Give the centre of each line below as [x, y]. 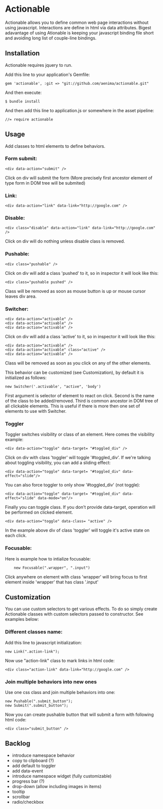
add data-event [27, 770]
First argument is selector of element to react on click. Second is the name [80, 396]
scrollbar [21, 797]
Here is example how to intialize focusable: [48, 559]
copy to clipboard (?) [33, 760]
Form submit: [21, 158]
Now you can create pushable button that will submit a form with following [80, 714]
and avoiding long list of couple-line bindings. [51, 38]
